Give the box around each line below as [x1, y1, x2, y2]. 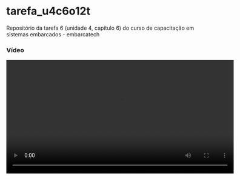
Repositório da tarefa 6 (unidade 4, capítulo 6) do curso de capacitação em [6, 24, 195, 32]
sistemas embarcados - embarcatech [6, 30, 100, 38]
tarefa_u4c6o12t [6, 4, 91, 18]
